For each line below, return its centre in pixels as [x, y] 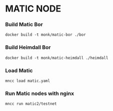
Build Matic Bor [24, 25]
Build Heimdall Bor [28, 47]
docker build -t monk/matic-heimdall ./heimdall [57, 58]
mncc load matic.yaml [28, 81]
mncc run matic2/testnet [31, 104]
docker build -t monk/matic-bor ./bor [45, 35]
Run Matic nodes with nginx [40, 93]
